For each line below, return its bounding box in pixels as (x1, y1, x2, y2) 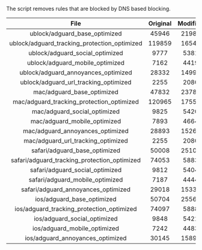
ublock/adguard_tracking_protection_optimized (9, 39, 142, 47)
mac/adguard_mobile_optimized (30, 117, 121, 125)
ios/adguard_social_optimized (34, 215, 118, 222)
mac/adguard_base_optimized (32, 88, 119, 96)
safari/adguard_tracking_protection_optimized (11, 156, 141, 164)
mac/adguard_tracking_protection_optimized (13, 98, 139, 106)
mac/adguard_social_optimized (32, 107, 120, 116)
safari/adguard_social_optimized (29, 166, 122, 174)
